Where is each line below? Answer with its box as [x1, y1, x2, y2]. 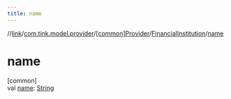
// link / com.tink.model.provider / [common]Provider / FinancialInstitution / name [7, 29, 224, 37]
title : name [7, 10, 42, 17]
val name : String [7, 84, 54, 92]
